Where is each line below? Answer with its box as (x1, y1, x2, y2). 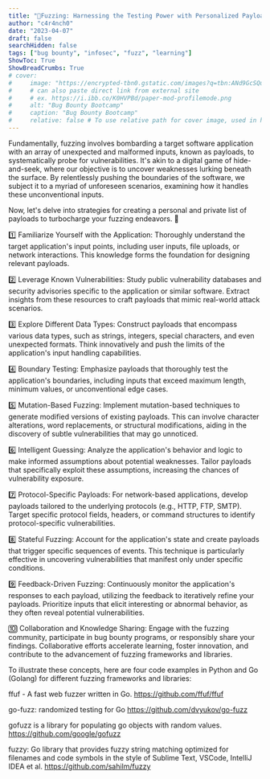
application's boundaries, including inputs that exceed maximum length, (8, 375, 247, 385)
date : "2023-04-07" (8, 27, 74, 35)
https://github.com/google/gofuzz (8, 728, 121, 738)
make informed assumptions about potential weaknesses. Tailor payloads (8, 456, 252, 466)
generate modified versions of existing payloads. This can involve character (8, 412, 260, 421)
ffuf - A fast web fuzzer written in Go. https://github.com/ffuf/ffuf (8, 689, 224, 699)
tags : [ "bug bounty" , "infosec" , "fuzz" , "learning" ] (8, 49, 193, 57)
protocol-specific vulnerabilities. (8, 518, 116, 527)
